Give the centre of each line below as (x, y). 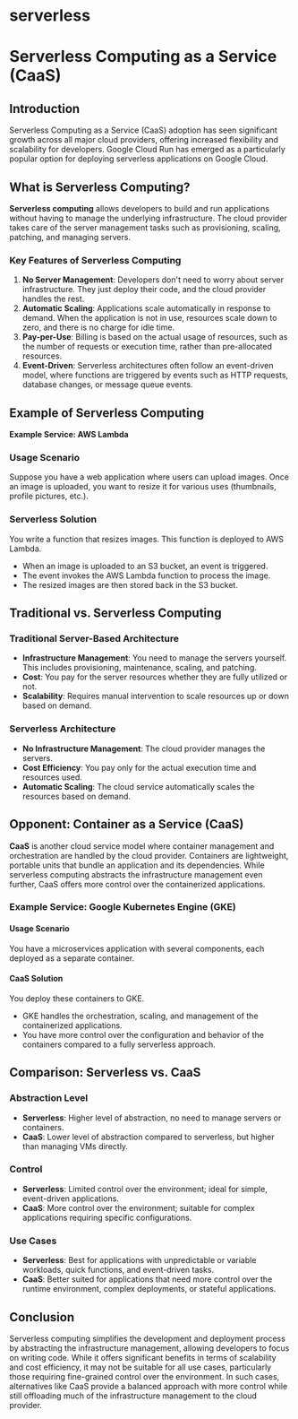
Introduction (45, 108)
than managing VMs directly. (75, 1146)
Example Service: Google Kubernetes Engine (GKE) (123, 907)
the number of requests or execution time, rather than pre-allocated (147, 347)
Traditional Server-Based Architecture (94, 639)
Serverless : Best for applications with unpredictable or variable (139, 1260)
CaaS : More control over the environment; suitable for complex (138, 1207)
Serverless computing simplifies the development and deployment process (148, 1338)
